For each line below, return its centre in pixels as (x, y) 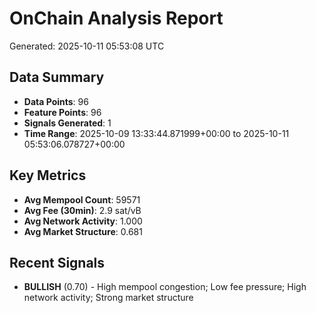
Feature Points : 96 (62, 112)
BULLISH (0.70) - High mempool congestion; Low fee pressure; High (165, 287)
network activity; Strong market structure (108, 298)
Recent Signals (57, 262)
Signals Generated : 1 (67, 123)
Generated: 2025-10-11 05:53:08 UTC (87, 46)
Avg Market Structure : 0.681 (83, 231)
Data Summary (57, 77)
